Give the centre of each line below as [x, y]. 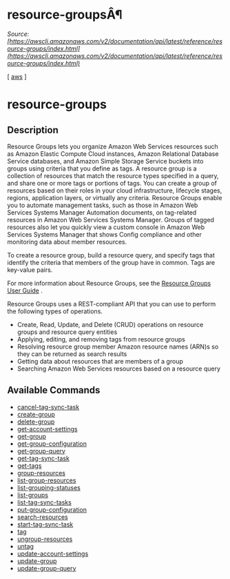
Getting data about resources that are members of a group [100, 361]
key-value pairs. [30, 270]
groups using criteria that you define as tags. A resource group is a [102, 168]
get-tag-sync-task [43, 458]
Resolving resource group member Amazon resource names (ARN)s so [118, 346]
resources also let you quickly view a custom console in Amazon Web [106, 227]
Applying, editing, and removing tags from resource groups [101, 339]
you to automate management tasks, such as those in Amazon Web [103, 205]
